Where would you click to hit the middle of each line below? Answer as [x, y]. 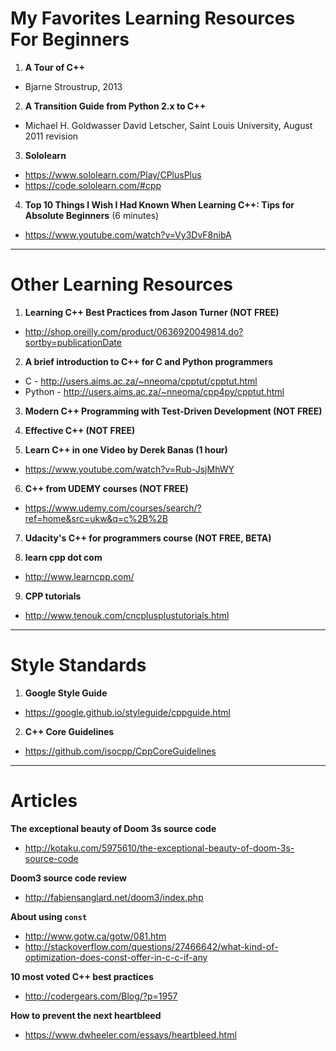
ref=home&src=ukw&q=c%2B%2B [96, 518]
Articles [44, 801]
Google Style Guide [66, 693]
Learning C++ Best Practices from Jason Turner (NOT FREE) [152, 312]
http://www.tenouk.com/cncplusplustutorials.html [127, 615]
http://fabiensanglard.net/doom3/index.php [114, 897]
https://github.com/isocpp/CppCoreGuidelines [120, 751]
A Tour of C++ [54, 67]
